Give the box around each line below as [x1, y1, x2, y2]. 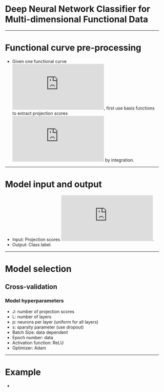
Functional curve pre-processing [5, 43, 142, 53]
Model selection [5, 263, 72, 274]
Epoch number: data [12, 334, 54, 340]
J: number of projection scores [12, 308, 75, 314]
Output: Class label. [12, 241, 52, 247]
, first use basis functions [103, 105, 155, 111]
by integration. [104, 157, 134, 163]
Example [5, 367, 41, 377]
